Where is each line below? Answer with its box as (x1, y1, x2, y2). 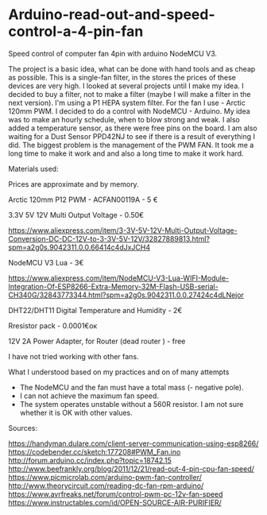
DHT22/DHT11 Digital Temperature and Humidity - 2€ (8, 305, 183, 315)
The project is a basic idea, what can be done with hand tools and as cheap (8, 64, 256, 73)
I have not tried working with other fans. (8, 351, 139, 361)
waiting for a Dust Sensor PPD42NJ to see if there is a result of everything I (8, 131, 256, 141)
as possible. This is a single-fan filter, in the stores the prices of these (8, 72, 236, 82)
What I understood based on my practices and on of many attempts (8, 367, 230, 377)
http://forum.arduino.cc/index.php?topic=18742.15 (8, 455, 172, 465)
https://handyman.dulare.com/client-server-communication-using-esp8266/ (8, 439, 259, 448)
